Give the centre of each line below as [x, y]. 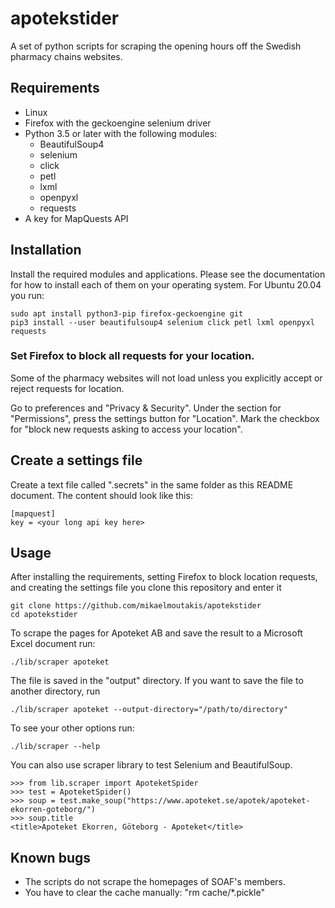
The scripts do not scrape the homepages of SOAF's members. [155, 882]
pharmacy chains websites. [66, 56]
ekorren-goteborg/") [53, 810]
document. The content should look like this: [101, 495]
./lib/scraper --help [55, 747]
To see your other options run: [72, 728]
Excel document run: [53, 644]
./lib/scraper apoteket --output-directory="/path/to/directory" [149, 710]
